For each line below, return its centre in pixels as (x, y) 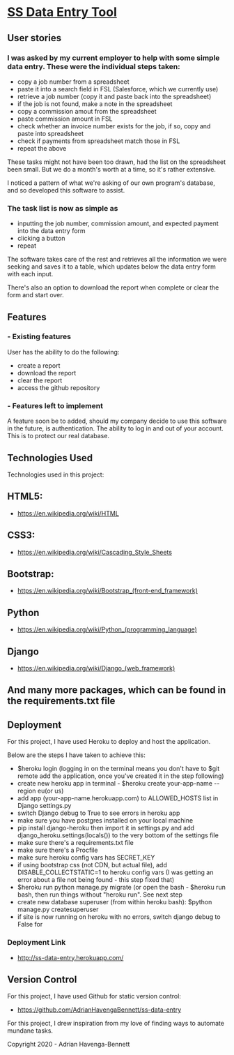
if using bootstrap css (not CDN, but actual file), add (92, 865)
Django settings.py (44, 806)
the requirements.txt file (61, 701)
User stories (34, 38)
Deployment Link (37, 943)
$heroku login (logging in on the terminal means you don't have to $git (118, 769)
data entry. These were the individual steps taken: (94, 66)
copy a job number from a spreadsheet (73, 82)
